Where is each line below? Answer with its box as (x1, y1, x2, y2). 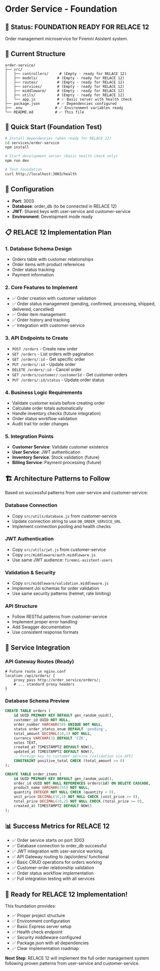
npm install (5, 145, 29, 150)
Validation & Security (5, 569, 56, 576)
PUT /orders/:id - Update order (12, 361, 76, 367)
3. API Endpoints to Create (5, 335, 68, 342)
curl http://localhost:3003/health (5, 172, 77, 176)
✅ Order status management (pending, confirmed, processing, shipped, (12, 301, 156, 307)
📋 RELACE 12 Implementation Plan (5, 228, 112, 236)
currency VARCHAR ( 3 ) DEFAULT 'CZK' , (14, 736, 88, 740)
